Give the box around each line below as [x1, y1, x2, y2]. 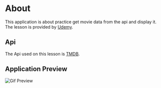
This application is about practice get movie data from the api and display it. [5, 19, 157, 25]
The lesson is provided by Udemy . [5, 24, 73, 29]
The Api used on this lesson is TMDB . [5, 51, 80, 57]
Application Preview [5, 65, 67, 73]
